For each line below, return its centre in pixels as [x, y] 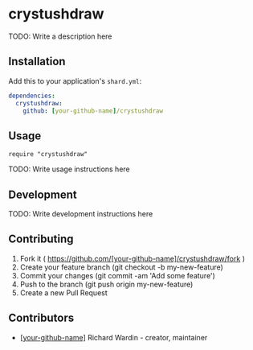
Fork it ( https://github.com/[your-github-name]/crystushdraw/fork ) [132, 258]
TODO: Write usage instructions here [69, 169]
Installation [37, 62]
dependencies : [32, 96]
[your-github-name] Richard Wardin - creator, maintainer [114, 337]
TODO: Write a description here [60, 36]
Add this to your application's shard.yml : [75, 80]
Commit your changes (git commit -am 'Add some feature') [117, 275]
